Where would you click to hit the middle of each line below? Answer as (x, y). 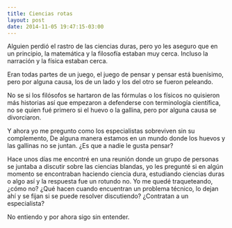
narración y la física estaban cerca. (58, 61)
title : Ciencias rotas (40, 14)
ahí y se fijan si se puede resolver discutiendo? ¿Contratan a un (98, 196)
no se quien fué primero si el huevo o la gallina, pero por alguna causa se (112, 110)
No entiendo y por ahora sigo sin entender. (68, 217)
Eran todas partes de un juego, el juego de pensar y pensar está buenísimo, (116, 74)
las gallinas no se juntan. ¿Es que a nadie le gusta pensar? (90, 146)
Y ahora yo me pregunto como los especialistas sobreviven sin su (101, 131)
